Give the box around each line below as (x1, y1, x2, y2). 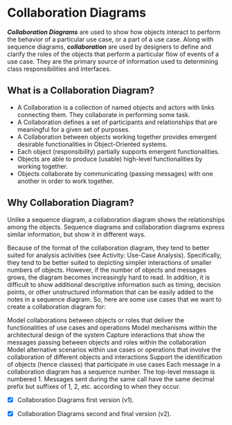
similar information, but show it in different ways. (7, 230, 146, 238)
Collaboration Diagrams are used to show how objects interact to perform (7, 28, 221, 36)
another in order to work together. (17, 177, 114, 185)
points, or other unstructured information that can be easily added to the (7, 288, 214, 296)
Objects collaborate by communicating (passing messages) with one (17, 169, 213, 177)
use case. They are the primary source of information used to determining (7, 57, 218, 65)
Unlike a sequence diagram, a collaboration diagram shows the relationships (7, 215, 225, 223)
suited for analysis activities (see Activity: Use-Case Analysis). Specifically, (7, 251, 222, 259)
